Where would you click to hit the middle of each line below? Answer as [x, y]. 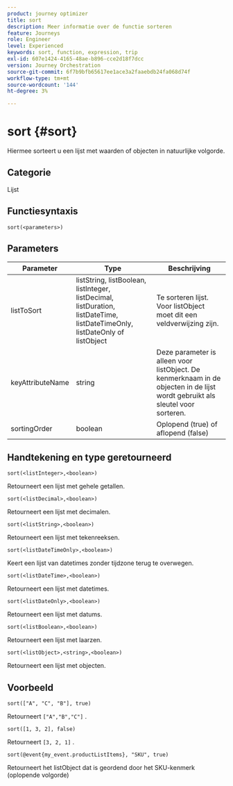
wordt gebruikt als [186, 395]
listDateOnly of [100, 332]
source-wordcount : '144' [43, 85]
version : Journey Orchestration [54, 65]
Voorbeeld [31, 688]
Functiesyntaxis [43, 212]
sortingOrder [32, 428]
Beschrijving [190, 268]
